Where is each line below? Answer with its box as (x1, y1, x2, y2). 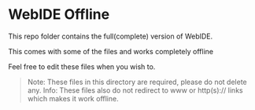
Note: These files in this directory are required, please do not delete (27, 77, 247, 86)
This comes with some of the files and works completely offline (8, 46, 214, 56)
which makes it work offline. (27, 93, 120, 103)
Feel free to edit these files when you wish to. (8, 61, 156, 71)
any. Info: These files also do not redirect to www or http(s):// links (27, 85, 243, 95)
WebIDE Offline (8, 5, 110, 24)
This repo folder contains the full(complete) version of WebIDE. (8, 31, 213, 41)
